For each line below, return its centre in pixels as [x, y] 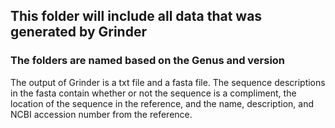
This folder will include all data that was [136, 16]
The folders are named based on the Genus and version [148, 61]
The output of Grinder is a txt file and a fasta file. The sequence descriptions [168, 82]
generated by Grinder [78, 32]
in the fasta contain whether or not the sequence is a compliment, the [153, 93]
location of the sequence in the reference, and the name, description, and [162, 103]
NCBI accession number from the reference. [101, 114]
